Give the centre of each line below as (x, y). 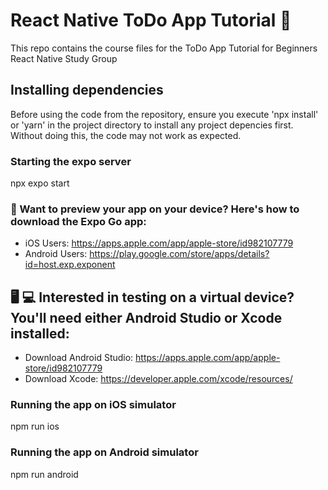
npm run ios (35, 426)
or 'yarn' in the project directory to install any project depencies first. (152, 125)
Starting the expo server (71, 161)
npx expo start (40, 183)
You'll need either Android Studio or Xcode (146, 317)
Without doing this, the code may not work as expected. (126, 135)
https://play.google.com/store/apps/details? (179, 254)
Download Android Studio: (79, 358)
